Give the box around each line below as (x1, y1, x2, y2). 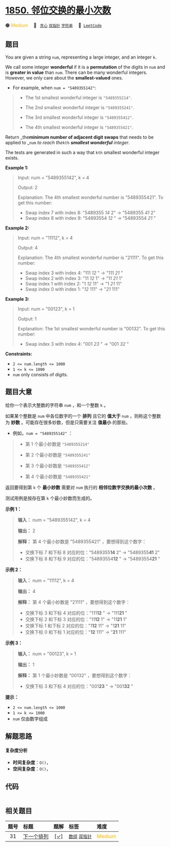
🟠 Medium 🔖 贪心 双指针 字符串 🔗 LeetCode (5, 22, 102, 28)
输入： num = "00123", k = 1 (17, 651, 76, 657)
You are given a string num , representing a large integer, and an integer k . (5, 54, 157, 60)
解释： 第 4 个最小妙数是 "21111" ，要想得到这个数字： (17, 599, 130, 605)
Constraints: (5, 350, 32, 357)
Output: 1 (17, 316, 37, 322)
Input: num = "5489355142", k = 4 (17, 174, 90, 181)
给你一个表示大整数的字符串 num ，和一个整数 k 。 (5, 402, 109, 408)
